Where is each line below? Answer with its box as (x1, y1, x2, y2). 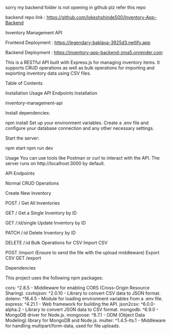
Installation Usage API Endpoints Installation (5, 90, 98, 96)
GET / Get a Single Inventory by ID (5, 210, 77, 216)
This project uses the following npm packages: (5, 275, 103, 281)
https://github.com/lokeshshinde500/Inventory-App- (46, 14, 157, 20)
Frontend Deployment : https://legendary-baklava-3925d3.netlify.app (5, 39, 151, 46)
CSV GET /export (5, 255, 42, 261)
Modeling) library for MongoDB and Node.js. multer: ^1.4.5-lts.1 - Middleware (5, 317, 166, 323)
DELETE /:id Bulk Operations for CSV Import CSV (5, 240, 108, 246)
